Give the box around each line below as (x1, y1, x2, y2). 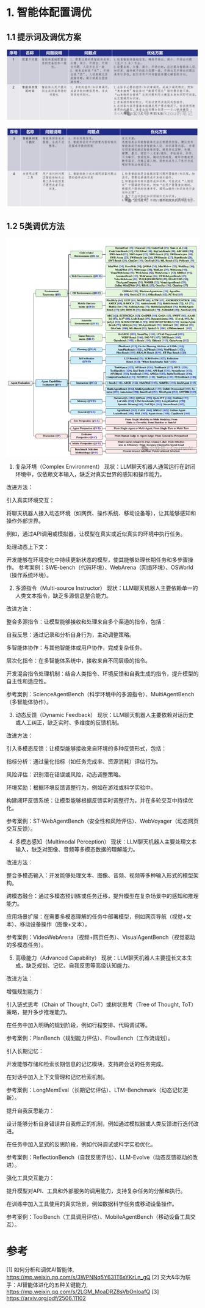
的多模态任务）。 (6, 941, 47, 948)
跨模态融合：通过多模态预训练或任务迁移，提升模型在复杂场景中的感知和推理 (6, 892, 199, 899)
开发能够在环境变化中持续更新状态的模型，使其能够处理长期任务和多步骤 (6, 556, 188, 563)
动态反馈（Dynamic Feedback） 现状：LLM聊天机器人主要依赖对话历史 (15, 711, 194, 718)
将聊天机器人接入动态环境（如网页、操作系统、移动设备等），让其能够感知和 (6, 509, 196, 516)
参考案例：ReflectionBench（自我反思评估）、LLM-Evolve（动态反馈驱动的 (6, 1153, 193, 1161)
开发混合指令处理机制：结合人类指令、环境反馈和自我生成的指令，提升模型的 (6, 670, 199, 677)
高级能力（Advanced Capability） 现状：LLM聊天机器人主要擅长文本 (15, 954, 187, 961)
